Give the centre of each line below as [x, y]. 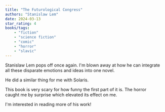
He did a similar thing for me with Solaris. [47, 80]
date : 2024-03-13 [23, 19]
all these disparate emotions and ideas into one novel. [60, 70]
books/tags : [17, 28]
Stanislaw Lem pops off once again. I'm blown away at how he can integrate [83, 65]
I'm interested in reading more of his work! [48, 104]
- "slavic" [25, 51]
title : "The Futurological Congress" [44, 10]
